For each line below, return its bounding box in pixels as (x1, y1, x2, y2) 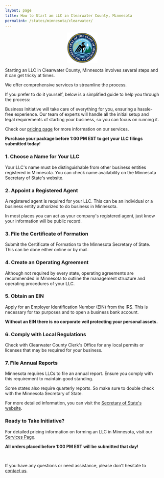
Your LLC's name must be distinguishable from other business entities (5, 164, 146, 170)
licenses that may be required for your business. (5, 347, 103, 353)
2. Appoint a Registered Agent (5, 187, 78, 194)
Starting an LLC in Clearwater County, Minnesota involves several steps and (5, 67, 158, 73)
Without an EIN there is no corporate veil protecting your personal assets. (5, 319, 158, 324)
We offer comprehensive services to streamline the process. (5, 82, 127, 88)
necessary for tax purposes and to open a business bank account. (5, 309, 139, 315)
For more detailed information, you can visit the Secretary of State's (5, 400, 142, 406)
